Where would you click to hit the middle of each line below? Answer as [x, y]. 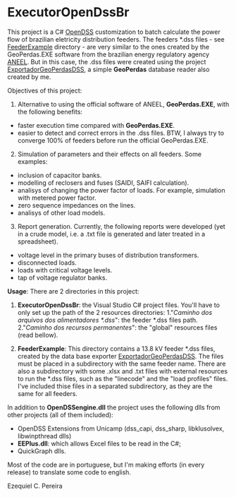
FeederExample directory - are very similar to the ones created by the [108, 47]
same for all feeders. [47, 393]
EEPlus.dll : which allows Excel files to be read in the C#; [99, 443]
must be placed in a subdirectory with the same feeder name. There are [122, 364]
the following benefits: [50, 112]
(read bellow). [38, 335]
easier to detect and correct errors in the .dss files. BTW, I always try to [120, 133]
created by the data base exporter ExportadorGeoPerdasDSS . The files [120, 356]
